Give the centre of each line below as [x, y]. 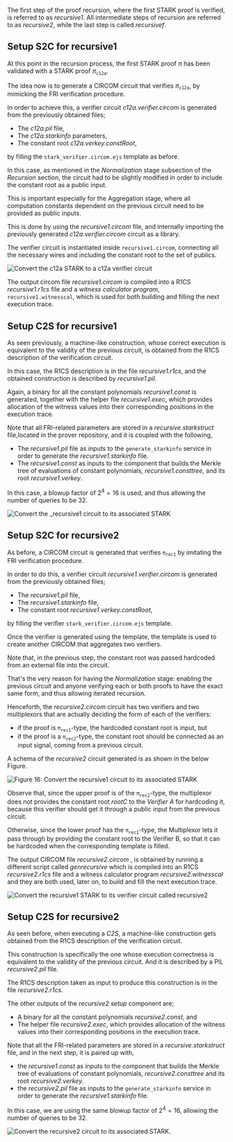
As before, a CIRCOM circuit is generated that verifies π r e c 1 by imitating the [115, 553]
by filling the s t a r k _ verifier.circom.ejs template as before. [93, 157]
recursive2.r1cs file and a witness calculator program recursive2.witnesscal [115, 874]
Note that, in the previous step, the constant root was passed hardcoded [111, 658]
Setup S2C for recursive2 [63, 536]
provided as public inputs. [44, 213]
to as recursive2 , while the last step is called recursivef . [87, 25]
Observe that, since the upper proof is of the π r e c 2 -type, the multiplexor [110, 794]
